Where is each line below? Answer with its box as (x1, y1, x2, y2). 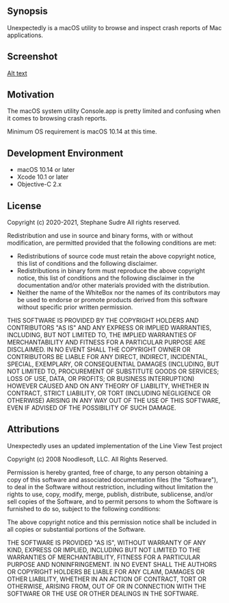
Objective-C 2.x (16, 180, 62, 188)
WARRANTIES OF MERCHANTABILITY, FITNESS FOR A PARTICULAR (7, 553, 200, 561)
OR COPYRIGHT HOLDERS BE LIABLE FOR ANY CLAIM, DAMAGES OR (7, 567, 205, 576)
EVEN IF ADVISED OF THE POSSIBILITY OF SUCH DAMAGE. (7, 404, 176, 412)
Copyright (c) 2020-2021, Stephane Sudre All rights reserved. (7, 219, 181, 227)
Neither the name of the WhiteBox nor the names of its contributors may (16, 288, 221, 297)
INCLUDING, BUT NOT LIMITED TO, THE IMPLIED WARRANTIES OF (7, 331, 197, 339)
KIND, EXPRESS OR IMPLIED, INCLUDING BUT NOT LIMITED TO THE (7, 545, 201, 554)
